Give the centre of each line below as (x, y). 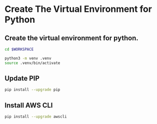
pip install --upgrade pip (32, 90)
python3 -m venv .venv (28, 58)
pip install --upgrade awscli (36, 117)
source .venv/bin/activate (32, 63)
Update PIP (22, 79)
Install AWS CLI (29, 105)
